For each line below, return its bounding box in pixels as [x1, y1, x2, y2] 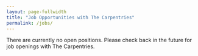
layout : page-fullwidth [6, 8, 67, 15]
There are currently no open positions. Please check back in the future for [6, 37, 193, 44]
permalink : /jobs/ [6, 20, 53, 26]
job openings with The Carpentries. [6, 43, 95, 50]
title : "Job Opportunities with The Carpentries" [6, 14, 135, 20]
